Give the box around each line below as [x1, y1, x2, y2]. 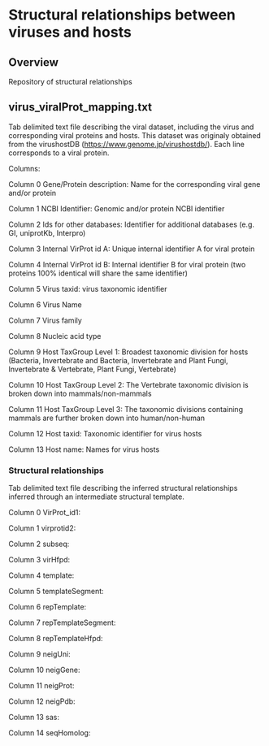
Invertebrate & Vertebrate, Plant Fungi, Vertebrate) [8, 364, 177, 374]
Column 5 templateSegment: [8, 587, 104, 596]
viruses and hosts [8, 23, 132, 41]
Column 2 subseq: [8, 539, 70, 549]
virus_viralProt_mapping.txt [8, 100, 153, 115]
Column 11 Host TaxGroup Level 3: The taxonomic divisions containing [8, 404, 244, 414]
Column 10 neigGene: [8, 665, 80, 675]
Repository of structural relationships [8, 77, 132, 86]
